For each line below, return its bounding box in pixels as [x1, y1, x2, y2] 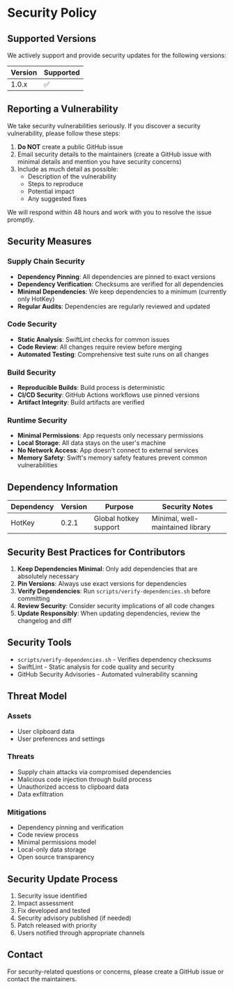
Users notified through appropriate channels [17, 928, 145, 937]
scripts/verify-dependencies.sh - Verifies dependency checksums [17, 655, 212, 663]
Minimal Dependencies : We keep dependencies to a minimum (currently [17, 287, 227, 296]
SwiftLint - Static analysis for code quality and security [17, 663, 175, 671]
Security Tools [7, 637, 72, 649]
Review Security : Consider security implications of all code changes [17, 602, 214, 610]
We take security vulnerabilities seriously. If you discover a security [7, 121, 201, 130]
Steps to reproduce [27, 179, 84, 188]
